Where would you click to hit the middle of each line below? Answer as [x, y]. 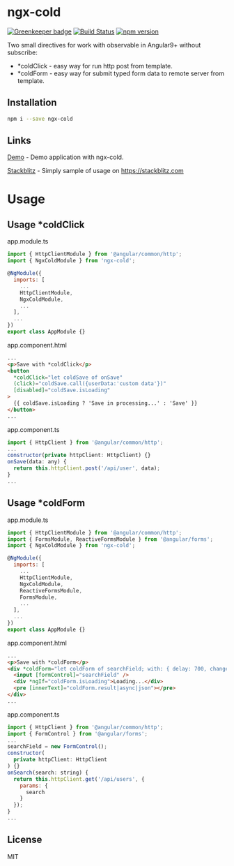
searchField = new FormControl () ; [57, 747]
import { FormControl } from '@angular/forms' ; [78, 733]
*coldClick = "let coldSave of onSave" [68, 378]
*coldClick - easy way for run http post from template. [95, 66]
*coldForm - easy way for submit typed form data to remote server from [121, 73]
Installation [32, 103]
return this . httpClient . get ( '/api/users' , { [79, 779]
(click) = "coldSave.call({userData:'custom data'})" [90, 384]
